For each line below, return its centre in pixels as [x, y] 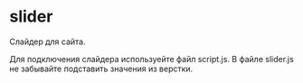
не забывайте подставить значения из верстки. [101, 69]
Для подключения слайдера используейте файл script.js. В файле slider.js [151, 59]
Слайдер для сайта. [47, 41]
